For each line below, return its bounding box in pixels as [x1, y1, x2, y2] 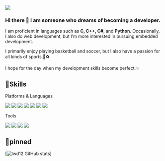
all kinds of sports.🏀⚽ [5, 54, 50, 60]
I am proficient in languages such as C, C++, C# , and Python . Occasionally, [5, 28, 160, 34]
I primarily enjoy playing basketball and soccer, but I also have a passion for [5, 48, 161, 54]
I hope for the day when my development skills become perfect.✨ [5, 65, 140, 71]
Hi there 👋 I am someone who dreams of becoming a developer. [5, 17, 161, 24]
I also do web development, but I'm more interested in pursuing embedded [5, 33, 158, 39]
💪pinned [5, 137, 32, 146]
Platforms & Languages [5, 93, 53, 99]
